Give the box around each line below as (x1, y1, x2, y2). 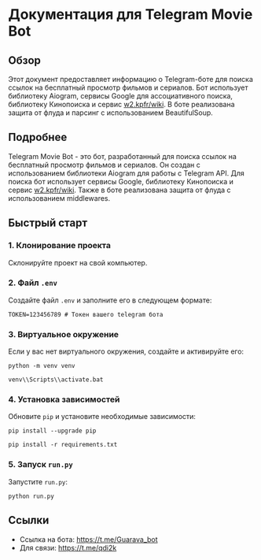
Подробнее (8, 131, 68, 144)
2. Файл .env (8, 277, 57, 288)
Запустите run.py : (8, 477, 68, 486)
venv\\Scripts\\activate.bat (8, 376, 104, 384)
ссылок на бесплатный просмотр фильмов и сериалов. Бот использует (8, 83, 248, 92)
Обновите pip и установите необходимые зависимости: (8, 412, 197, 421)
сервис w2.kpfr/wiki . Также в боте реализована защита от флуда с (8, 185, 231, 195)
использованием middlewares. (8, 193, 111, 202)
